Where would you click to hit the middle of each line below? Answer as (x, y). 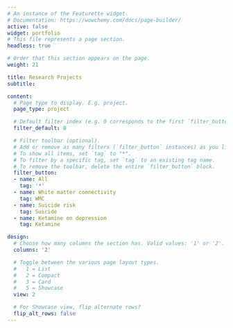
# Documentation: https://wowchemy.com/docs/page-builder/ (94, 20)
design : (18, 237)
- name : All (31, 180)
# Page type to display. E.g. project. (71, 103)
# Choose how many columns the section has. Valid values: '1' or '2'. (119, 243)
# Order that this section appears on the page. (79, 59)
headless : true (29, 46)
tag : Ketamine (40, 225)
